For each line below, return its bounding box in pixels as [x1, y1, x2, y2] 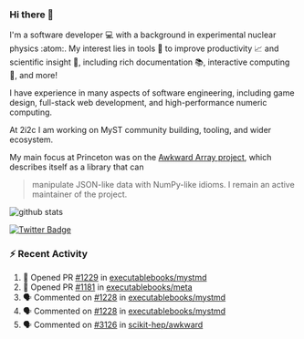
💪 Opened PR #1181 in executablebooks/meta [22, 282, 194, 293]
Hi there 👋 [9, 8, 55, 21]
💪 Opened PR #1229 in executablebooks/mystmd [22, 272, 207, 282]
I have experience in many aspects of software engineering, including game [9, 87, 295, 98]
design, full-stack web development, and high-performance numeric [9, 98, 267, 108]
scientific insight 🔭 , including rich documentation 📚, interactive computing [9, 56, 290, 67]
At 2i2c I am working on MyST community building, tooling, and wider [9, 125, 272, 136]
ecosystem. [9, 134, 54, 145]
